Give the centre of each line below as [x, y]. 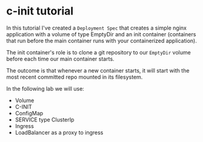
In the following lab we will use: [45, 88]
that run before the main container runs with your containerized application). [101, 40]
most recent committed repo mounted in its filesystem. [75, 77]
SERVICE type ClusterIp [45, 120]
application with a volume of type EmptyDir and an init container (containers [101, 34]
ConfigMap [29, 113]
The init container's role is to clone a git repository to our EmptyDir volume [98, 52]
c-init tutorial [40, 11]
